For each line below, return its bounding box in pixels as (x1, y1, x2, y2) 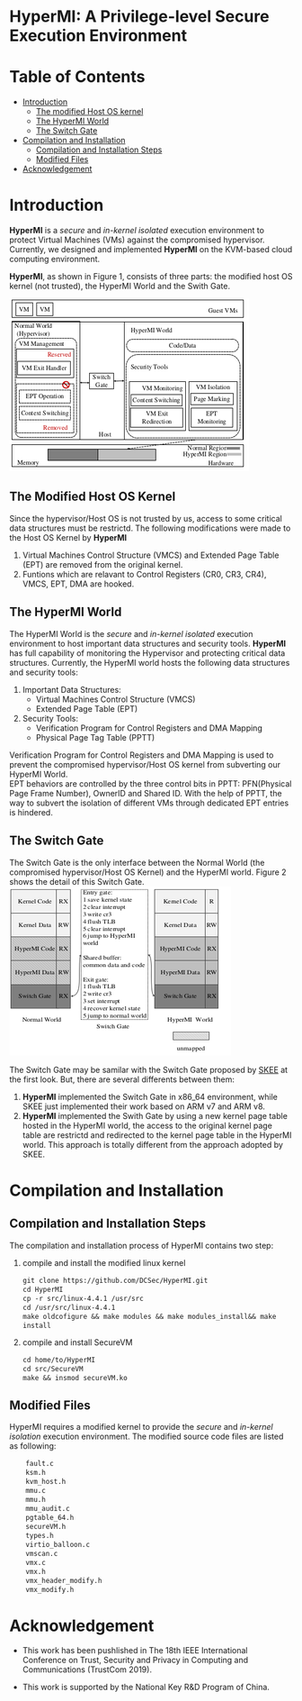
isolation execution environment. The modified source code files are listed (9, 1431, 284, 1442)
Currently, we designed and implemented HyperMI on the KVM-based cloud (9, 244, 293, 255)
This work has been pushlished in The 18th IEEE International (22, 1645, 249, 1656)
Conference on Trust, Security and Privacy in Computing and (22, 1655, 249, 1666)
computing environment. (9, 254, 101, 265)
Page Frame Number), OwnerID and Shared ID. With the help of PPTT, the (9, 787, 282, 798)
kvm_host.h (25, 1478, 67, 1487)
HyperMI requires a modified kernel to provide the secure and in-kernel (9, 1422, 273, 1433)
